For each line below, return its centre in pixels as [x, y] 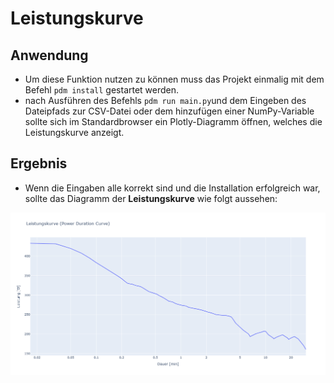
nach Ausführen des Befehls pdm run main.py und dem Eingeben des [165, 100]
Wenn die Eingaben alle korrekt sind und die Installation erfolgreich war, [172, 188]
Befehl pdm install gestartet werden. [102, 90]
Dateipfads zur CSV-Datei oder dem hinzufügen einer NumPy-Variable [169, 111]
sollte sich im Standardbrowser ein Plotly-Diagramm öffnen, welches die [173, 121]
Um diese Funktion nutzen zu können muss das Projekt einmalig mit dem [174, 79]
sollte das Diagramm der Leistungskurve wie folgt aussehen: [151, 198]
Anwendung [49, 55]
